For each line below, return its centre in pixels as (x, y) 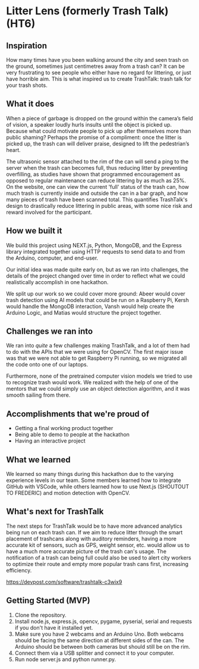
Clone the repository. (40, 615)
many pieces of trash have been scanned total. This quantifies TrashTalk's (97, 199)
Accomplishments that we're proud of (78, 414)
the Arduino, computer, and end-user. (52, 258)
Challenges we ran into (50, 332)
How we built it (34, 231)
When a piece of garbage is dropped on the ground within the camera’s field (99, 118)
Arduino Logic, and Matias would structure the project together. (84, 312)
